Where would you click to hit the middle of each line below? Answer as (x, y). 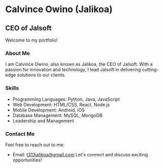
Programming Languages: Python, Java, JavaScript (66, 99)
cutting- (150, 70)
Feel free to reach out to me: (35, 145)
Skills (12, 88)
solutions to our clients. (41, 75)
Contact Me (20, 134)
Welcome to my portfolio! (32, 40)
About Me (18, 53)
